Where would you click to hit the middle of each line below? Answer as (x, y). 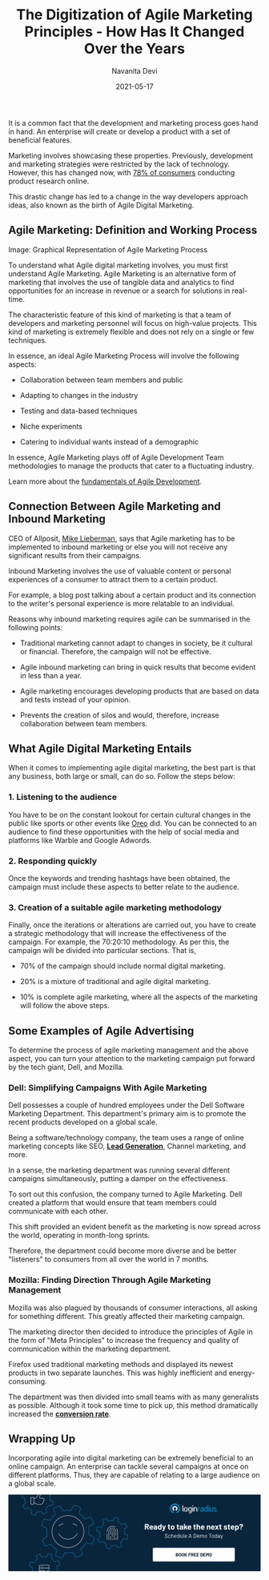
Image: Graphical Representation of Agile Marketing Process (108, 249)
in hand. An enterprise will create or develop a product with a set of (119, 131)
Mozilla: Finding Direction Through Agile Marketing (110, 1280)
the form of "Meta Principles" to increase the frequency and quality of (124, 1340)
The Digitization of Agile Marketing (134, 15)
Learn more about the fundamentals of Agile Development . (105, 481)
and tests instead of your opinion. (75, 699)
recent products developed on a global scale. (83, 1122)
